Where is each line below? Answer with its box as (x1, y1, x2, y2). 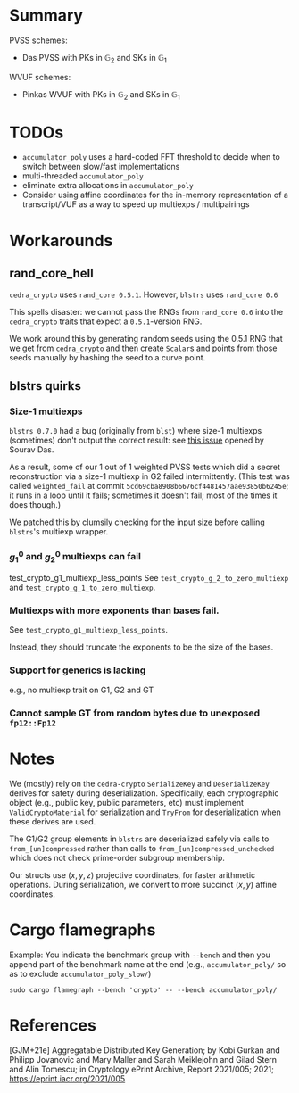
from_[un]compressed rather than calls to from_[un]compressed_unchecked (9, 842, 275, 853)
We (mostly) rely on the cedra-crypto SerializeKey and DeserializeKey (9, 778, 270, 789)
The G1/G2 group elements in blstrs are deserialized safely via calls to (9, 833, 270, 844)
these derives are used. (9, 816, 96, 826)
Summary (9, 5, 83, 26)
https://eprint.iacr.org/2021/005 (9, 1072, 126, 1084)
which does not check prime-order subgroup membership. (9, 852, 226, 863)
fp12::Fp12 (9, 717, 56, 728)
